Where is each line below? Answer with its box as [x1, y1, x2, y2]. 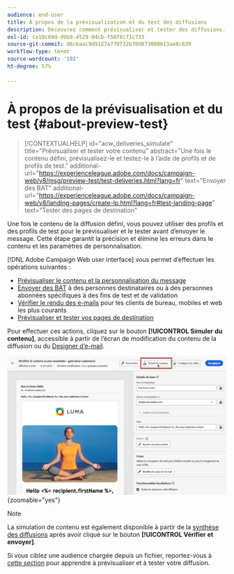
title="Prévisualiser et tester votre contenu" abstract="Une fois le [24, 147, 212, 155]
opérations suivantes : [7, 263, 71, 271]
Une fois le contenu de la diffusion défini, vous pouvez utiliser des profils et [7, 219, 224, 228]
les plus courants [17, 306, 68, 314]
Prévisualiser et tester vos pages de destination [17, 313, 154, 321]
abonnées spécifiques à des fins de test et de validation [17, 290, 178, 300]
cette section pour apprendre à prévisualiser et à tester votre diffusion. [7, 559, 210, 567]
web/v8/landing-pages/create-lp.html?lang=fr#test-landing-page [24, 198, 212, 207]
